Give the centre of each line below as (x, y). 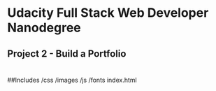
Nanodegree (44, 28)
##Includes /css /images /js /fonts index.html (72, 80)
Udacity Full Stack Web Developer (108, 13)
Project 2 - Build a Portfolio (67, 54)
